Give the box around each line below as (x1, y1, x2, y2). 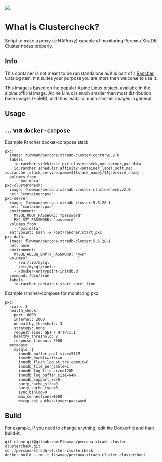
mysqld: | (14, 347, 34, 352)
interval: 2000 (14, 317, 45, 322)
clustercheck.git (5, 444, 41, 449)
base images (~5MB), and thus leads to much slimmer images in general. (5, 95, 153, 101)
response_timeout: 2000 (14, 338, 63, 343)
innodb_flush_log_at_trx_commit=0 (18, 359, 89, 365)
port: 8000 (14, 312, 36, 317)
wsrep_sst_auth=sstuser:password (18, 398, 87, 403)
